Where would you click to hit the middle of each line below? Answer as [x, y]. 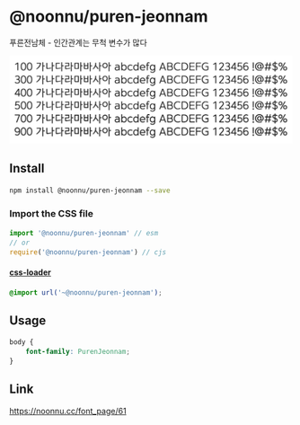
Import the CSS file [52, 213]
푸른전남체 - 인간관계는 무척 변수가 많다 [79, 42]
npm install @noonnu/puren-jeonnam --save [90, 190]
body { [22, 342]
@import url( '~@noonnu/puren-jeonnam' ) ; [86, 292]
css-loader [30, 272]
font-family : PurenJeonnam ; [78, 352]
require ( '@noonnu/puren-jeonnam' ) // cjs [88, 252]
